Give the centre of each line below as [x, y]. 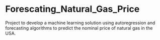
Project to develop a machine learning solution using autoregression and [80, 23]
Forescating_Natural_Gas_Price [72, 9]
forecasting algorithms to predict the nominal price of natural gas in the [79, 28]
